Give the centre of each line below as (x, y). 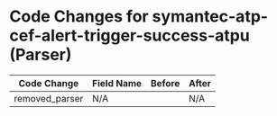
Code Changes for (79, 17)
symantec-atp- (210, 17)
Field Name (117, 83)
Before (165, 83)
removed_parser (49, 98)
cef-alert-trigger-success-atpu (129, 36)
